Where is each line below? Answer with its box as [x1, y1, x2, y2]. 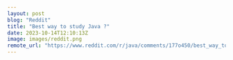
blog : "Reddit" [7, 17, 51, 23]
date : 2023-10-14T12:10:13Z [7, 29, 89, 37]
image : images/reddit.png [7, 36, 82, 43]
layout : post [7, 10, 45, 17]
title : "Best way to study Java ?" [7, 23, 110, 30]
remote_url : [7, 42, 42, 49]
